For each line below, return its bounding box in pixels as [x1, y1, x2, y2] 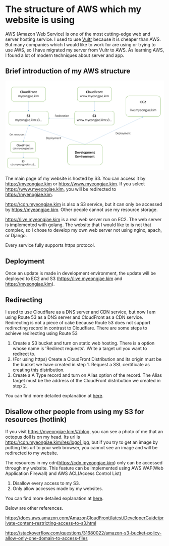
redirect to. [12, 351, 36, 357]
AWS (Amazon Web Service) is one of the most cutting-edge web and [5, 31, 150, 37]
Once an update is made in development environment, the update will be [5, 270, 156, 277]
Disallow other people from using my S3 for [5, 407, 144, 416]
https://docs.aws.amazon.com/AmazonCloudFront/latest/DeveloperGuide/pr [5, 515, 164, 521]
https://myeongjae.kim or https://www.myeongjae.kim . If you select [5, 181, 145, 187]
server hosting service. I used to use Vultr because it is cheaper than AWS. [5, 36, 161, 42]
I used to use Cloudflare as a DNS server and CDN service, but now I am [5, 309, 156, 315]
